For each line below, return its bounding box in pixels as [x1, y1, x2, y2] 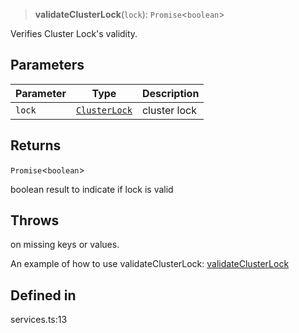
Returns [10, 137, 62, 154]
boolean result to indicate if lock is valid [10, 183, 174, 195]
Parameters [10, 57, 85, 74]
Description [141, 86, 200, 100]
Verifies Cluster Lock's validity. [10, 28, 138, 39]
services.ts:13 [10, 314, 68, 326]
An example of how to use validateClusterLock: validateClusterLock [10, 258, 290, 270]
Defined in [10, 287, 77, 304]
